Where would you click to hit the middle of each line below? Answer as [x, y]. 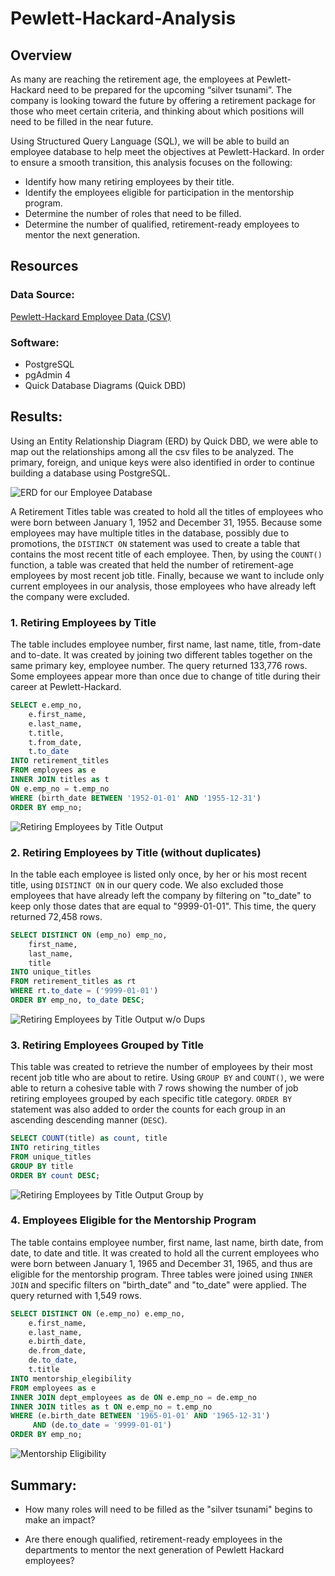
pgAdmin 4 [48, 374]
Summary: [43, 1485]
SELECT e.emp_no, [46, 705]
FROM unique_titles [51, 1157]
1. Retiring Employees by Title [83, 622]
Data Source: [42, 295]
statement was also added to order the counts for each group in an [148, 1109]
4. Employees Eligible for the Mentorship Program [133, 1220]
